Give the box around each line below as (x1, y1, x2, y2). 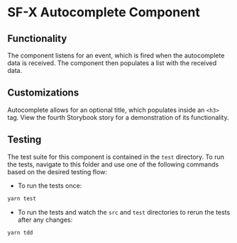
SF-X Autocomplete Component (7, 4, 200, 21)
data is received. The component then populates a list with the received (7, 59, 217, 67)
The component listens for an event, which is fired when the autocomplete (7, 51, 225, 60)
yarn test (7, 195, 37, 202)
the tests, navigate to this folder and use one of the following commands (7, 160, 219, 169)
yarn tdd (7, 229, 33, 236)
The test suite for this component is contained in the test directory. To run (7, 152, 225, 161)
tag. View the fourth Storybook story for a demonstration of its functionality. (7, 113, 229, 121)
